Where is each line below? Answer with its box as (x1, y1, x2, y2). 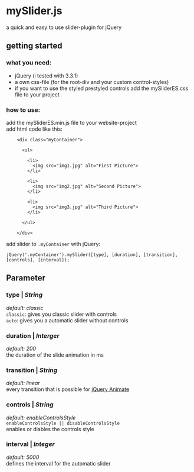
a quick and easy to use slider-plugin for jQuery (6, 24, 122, 31)
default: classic (6, 304, 44, 311)
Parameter (6, 273, 46, 283)
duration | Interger (6, 331, 60, 340)
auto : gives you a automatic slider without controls (6, 316, 129, 324)
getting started (6, 41, 63, 51)
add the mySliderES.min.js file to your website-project (6, 119, 137, 126)
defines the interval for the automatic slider (6, 460, 111, 467)
